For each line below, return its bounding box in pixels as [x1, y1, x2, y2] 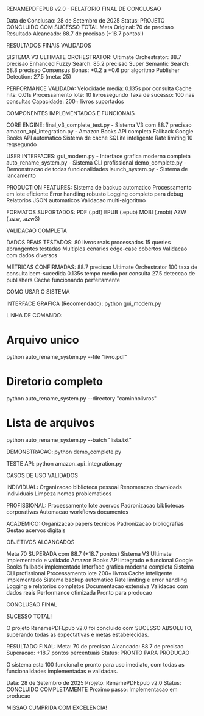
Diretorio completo [6, 375, 104, 389]
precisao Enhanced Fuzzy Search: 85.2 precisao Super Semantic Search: [6, 60, 190, 67]
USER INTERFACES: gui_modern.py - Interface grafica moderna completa [6, 152, 191, 160]
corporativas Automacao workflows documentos [6, 508, 129, 516]
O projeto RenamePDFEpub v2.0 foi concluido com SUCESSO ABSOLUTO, [6, 624, 193, 631]
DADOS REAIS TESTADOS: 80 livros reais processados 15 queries [6, 239, 171, 246]
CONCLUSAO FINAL [6, 600, 57, 608]
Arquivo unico [6, 333, 79, 347]
